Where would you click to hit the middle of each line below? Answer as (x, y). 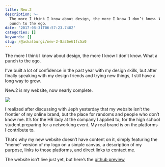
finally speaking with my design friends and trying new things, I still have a (80, 75)
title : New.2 (18, 10)
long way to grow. (23, 81)
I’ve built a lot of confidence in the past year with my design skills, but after (81, 70)
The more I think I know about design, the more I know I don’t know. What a (81, 56)
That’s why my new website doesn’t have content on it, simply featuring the (82, 139)
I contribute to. (20, 130)
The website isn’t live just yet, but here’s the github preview (65, 159)
